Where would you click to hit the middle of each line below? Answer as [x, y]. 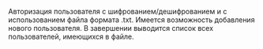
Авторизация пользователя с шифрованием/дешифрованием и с [118, 11]
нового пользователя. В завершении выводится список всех [111, 28]
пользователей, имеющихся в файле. [71, 36]
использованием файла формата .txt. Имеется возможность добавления [131, 20]
